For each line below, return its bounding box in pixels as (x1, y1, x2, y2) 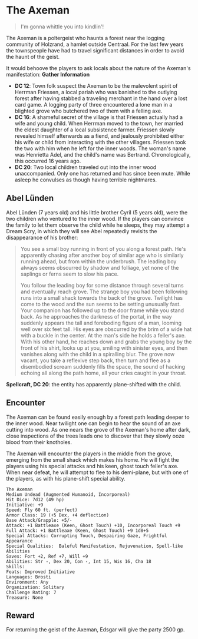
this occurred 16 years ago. (14, 157, 81, 164)
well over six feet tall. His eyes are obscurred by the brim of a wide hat (20, 325, 192, 333)
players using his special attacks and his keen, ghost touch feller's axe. (6, 462, 179, 469)
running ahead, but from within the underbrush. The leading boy (20, 257, 177, 265)
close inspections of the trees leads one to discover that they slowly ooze (6, 432, 184, 439)
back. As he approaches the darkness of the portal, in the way (20, 313, 172, 320)
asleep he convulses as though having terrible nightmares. (14, 176, 157, 183)
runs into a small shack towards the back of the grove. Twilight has (20, 294, 183, 301)
